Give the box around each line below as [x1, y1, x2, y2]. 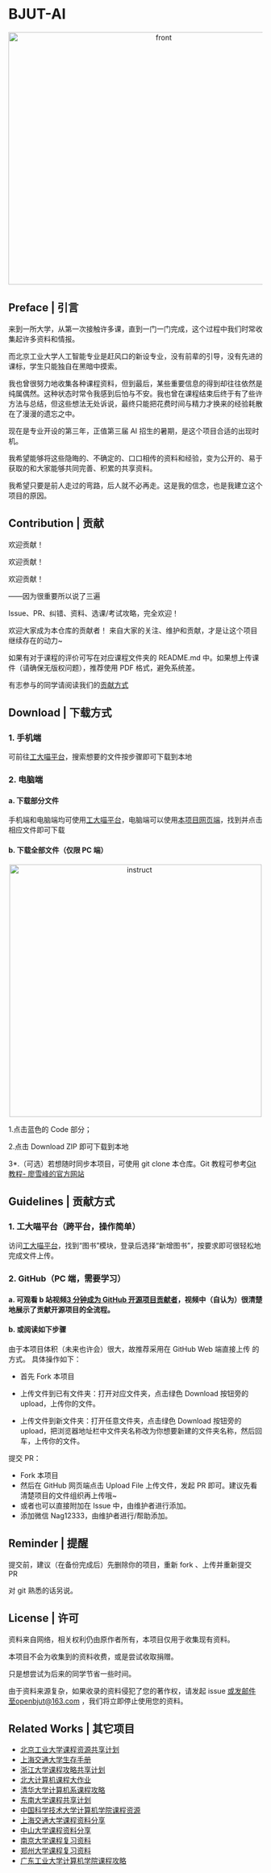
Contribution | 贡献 [8, 516, 104, 530]
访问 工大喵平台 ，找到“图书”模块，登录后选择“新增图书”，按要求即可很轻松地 [8, 1241, 261, 1251]
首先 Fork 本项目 [19, 1371, 75, 1381]
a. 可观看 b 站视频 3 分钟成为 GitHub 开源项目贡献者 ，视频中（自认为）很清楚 [8, 1294, 263, 1304]
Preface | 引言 [8, 301, 79, 315]
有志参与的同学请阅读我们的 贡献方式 [8, 680, 129, 689]
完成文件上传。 [8, 1251, 58, 1261]
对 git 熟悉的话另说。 [8, 1585, 78, 1595]
